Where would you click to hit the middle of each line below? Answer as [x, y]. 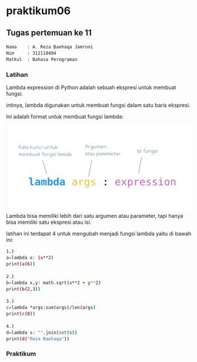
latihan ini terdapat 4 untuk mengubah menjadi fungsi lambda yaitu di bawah [99, 234]
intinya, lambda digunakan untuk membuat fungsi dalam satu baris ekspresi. [98, 105]
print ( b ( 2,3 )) [24, 289]
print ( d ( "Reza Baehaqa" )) [38, 339]
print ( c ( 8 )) [21, 314]
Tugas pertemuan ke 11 [49, 33]
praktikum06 [39, 11]
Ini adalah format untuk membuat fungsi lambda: [65, 116]
